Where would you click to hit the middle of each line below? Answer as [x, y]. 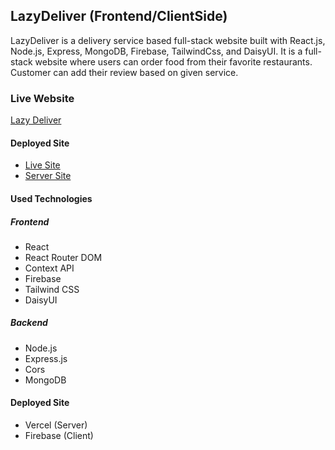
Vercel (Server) [56, 425]
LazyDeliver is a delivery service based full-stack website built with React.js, [168, 40]
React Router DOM [63, 257]
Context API [49, 268]
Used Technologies [51, 198]
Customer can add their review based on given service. [124, 72]
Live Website [42, 98]
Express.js [46, 358]
